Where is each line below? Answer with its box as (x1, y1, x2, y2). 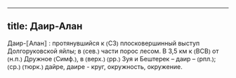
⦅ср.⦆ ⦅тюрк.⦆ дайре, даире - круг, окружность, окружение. (7, 62, 183, 70)
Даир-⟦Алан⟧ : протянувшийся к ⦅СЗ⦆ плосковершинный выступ (7, 39, 200, 47)
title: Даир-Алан (7, 20, 83, 32)
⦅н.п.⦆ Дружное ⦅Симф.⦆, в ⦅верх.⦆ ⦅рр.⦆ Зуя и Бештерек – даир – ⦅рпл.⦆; (7, 54, 216, 63)
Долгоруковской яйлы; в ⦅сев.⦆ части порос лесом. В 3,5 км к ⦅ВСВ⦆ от (7, 47, 219, 55)
